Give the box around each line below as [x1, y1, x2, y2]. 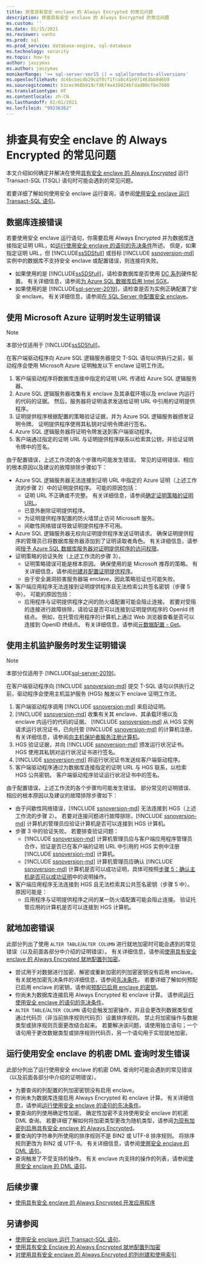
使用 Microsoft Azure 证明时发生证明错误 [6, 312, 161, 323]
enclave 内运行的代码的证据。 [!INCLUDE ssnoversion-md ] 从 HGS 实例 [15, 718, 194, 725]
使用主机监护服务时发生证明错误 [6, 641, 126, 651]
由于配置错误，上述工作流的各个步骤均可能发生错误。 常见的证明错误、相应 [6, 456, 194, 464]
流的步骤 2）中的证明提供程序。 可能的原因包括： [15, 484, 139, 492]
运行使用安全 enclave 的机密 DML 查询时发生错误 [6, 1049, 190, 1059]
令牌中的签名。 [15, 443, 53, 450]
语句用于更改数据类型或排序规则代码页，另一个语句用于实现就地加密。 [15, 1029, 191, 1036]
